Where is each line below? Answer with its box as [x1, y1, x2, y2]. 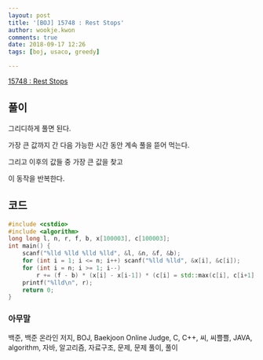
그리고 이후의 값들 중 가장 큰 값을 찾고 [8, 156, 123, 166]
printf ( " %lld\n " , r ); [22, 278, 93, 287]
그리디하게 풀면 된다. [8, 123, 71, 133]
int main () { [8, 242, 51, 250]
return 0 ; [22, 286, 55, 294]
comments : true [8, 33, 58, 42]
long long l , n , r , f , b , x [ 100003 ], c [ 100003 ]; [8, 235, 170, 243]
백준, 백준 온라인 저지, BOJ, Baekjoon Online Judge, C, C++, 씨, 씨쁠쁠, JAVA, [8, 332, 253, 342]
